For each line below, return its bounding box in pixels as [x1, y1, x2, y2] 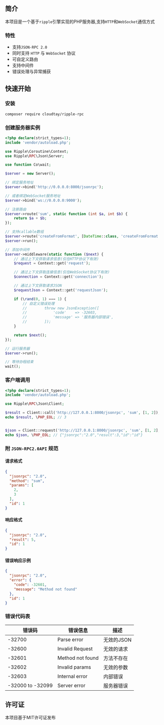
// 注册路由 [5, 207, 27, 212]
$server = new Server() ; [5, 171, 56, 176]
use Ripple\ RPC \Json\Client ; [5, 401, 64, 407]
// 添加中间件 [5, 247, 30, 252]
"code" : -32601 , [14, 582, 47, 587]
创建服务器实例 [5, 124, 41, 131]
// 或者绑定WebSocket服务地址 [5, 193, 61, 198]
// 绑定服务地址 [5, 180, 34, 185]
